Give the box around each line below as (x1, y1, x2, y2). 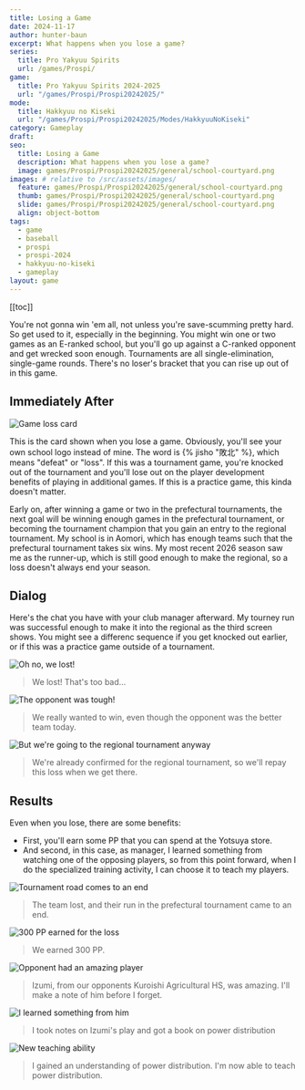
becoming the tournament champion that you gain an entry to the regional (9, 523, 287, 534)
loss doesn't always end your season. (9, 562, 151, 573)
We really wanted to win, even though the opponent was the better (31, 712, 282, 723)
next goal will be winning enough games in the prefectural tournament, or (9, 513, 285, 524)
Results (9, 793, 54, 808)
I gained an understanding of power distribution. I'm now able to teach (31, 1060, 296, 1072)
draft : (9, 132, 35, 141)
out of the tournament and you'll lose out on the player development (9, 466, 265, 477)
